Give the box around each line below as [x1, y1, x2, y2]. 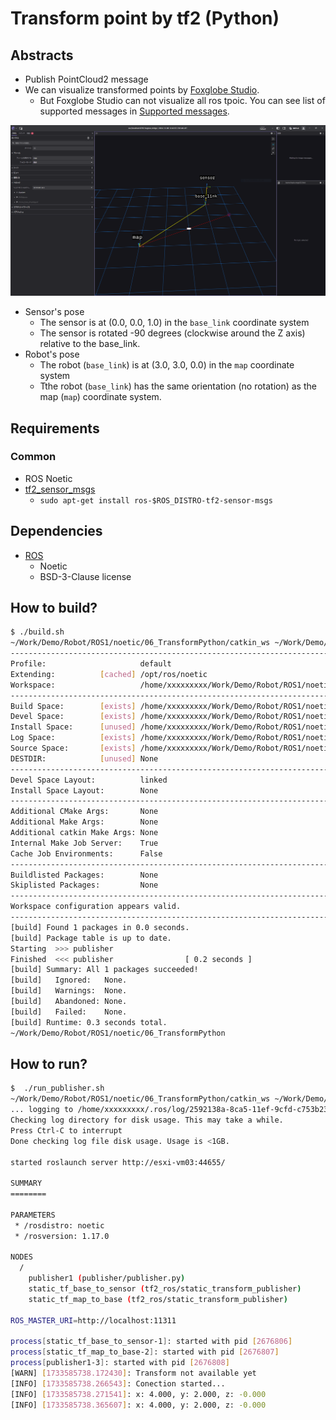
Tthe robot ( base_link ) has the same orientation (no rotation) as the [39, 380, 317, 392]
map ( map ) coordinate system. [39, 391, 162, 403]
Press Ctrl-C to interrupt [10, 1125, 123, 1136]
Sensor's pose [24, 306, 85, 318]
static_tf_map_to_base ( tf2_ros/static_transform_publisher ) [28, 1294, 288, 1304]
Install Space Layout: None [10, 785, 159, 796]
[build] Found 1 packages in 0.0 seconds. [10, 922, 190, 932]
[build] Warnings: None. [10, 986, 128, 996]
